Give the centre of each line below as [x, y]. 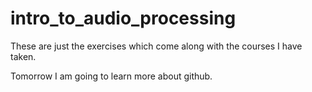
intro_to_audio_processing [123, 18]
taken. [23, 56]
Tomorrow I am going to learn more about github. [111, 76]
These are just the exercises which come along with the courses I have [156, 46]
